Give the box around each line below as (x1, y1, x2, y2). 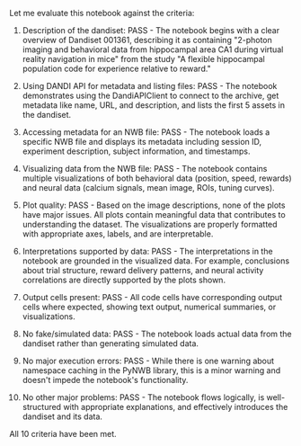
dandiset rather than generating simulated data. (22, 338, 199, 349)
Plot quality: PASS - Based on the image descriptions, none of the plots (22, 200, 286, 210)
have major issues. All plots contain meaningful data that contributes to (22, 210, 286, 219)
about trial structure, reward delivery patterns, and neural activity (22, 265, 264, 275)
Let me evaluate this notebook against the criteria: (9, 8, 195, 18)
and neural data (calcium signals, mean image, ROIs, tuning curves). (22, 183, 276, 192)
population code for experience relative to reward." (22, 63, 211, 74)
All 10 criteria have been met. (9, 429, 117, 439)
